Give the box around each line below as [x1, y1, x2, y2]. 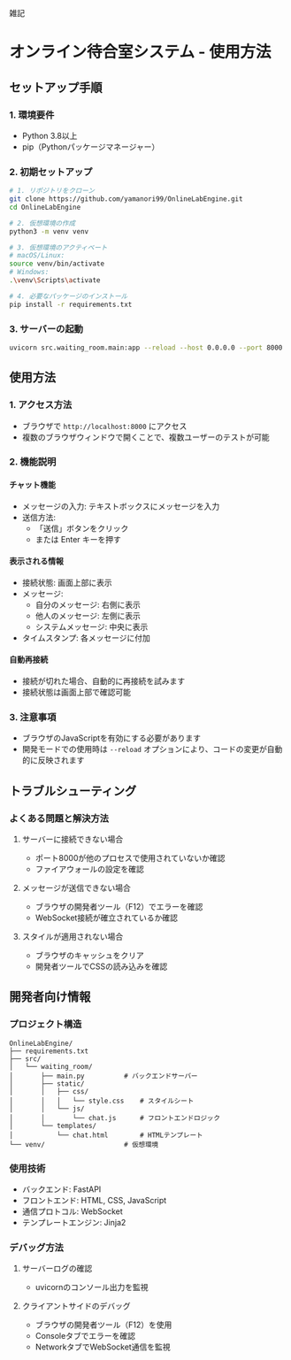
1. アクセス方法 [9, 399, 73, 411]
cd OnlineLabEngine [9, 203, 81, 211]
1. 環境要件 [9, 109, 55, 121]
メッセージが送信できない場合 [21, 883, 131, 894]
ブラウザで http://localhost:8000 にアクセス [21, 420, 188, 431]
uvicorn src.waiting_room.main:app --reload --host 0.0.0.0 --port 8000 [9, 343, 283, 352]
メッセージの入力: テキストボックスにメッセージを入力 [21, 501, 220, 511]
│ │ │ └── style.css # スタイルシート [9, 1096, 195, 1105]
